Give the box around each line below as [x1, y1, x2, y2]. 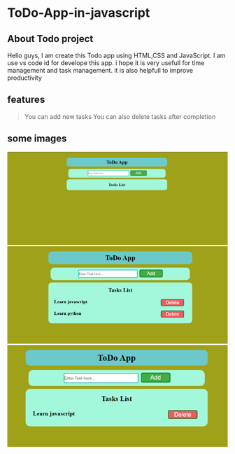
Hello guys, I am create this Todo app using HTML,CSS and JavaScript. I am [7, 51, 226, 59]
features [7, 94, 45, 106]
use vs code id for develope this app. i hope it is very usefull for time [7, 59, 205, 67]
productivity [7, 73, 42, 82]
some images [7, 133, 67, 145]
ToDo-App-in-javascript [7, 5, 150, 21]
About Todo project [7, 33, 94, 45]
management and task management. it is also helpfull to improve [7, 66, 194, 74]
